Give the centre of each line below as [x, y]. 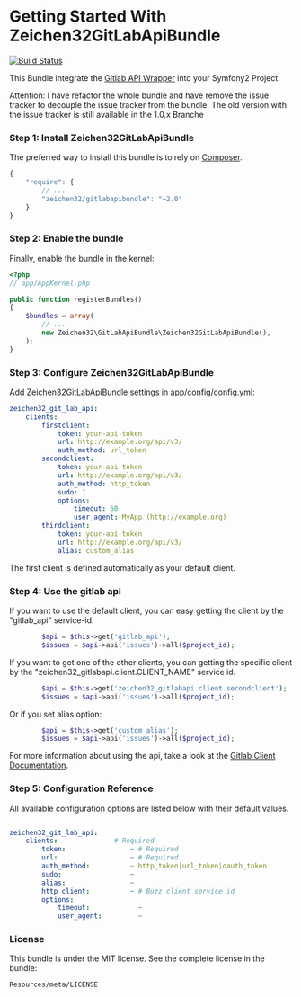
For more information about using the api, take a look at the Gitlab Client [142, 756]
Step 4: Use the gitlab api [65, 591]
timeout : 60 [96, 509]
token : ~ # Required [110, 850]
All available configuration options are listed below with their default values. [149, 808]
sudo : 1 [72, 492]
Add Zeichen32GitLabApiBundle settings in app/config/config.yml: [132, 392]
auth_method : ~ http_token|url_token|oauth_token [155, 866]
